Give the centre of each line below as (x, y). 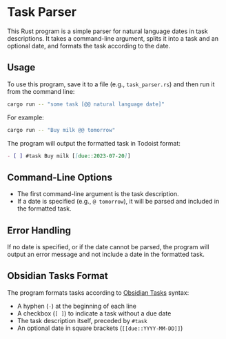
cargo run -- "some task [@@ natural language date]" (86, 104)
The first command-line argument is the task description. (98, 194)
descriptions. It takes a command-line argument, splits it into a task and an (113, 38)
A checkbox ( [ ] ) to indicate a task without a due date (94, 313)
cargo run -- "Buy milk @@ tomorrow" (61, 130)
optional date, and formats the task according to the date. (89, 46)
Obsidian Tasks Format (58, 276)
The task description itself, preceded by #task (82, 320)
